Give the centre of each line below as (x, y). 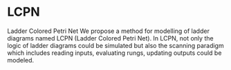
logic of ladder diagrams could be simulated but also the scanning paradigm (115, 45)
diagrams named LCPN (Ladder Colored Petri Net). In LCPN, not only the (110, 38)
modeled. (21, 60)
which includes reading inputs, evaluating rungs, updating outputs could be (114, 53)
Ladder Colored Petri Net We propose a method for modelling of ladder (108, 31)
